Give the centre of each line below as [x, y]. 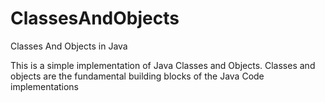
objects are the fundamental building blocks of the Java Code [137, 76]
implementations [45, 86]
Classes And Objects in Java [69, 46]
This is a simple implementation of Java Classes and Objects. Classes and [163, 65]
